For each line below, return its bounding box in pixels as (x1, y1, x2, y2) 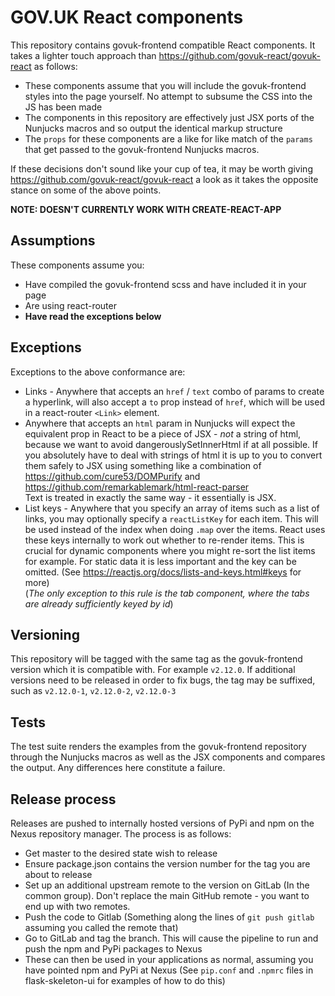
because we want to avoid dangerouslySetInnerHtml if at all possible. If (24, 438, 319, 450)
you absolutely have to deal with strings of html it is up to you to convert (24, 449, 323, 461)
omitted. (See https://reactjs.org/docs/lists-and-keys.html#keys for (24, 566, 302, 578)
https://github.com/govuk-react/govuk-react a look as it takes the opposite (10, 173, 319, 185)
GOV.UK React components (10, 6, 244, 29)
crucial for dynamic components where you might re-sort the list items (24, 544, 316, 556)
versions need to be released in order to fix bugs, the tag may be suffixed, (10, 674, 316, 686)
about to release (24, 869, 93, 880)
